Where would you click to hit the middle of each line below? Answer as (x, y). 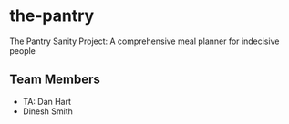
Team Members (55, 80)
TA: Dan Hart (46, 101)
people (23, 50)
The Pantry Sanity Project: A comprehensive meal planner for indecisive (144, 41)
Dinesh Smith (47, 111)
